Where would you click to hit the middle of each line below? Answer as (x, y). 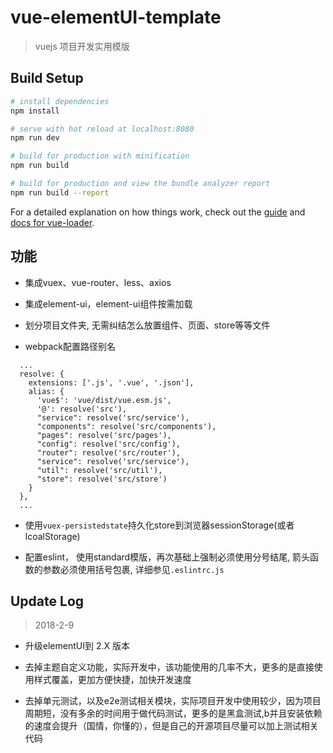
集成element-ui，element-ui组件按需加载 (108, 303)
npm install (35, 111)
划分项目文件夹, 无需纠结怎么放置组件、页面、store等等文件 (147, 325)
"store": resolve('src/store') (102, 479)
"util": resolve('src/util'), (99, 470)
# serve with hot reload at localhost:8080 (102, 129)
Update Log (47, 601)
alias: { (46, 391)
